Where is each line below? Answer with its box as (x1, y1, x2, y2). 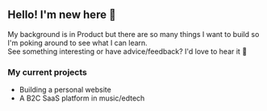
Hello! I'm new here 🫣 (7, 8, 116, 22)
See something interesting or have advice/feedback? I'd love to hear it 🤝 (7, 46, 248, 56)
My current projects (7, 66, 88, 77)
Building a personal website (19, 85, 112, 95)
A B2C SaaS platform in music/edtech (19, 93, 145, 103)
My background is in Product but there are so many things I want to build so (7, 29, 260, 39)
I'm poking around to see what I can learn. (7, 38, 148, 47)
